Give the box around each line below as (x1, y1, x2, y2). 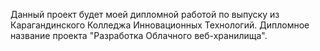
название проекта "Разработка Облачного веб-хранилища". (10, 30, 268, 41)
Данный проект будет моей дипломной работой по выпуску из (10, 9, 280, 20)
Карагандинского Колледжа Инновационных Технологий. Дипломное (10, 19, 310, 31)
